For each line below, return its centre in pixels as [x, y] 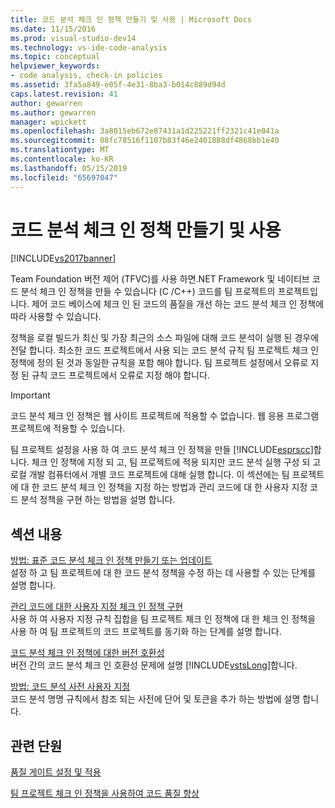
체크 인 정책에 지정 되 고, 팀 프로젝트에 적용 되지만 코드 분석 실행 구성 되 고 [176, 462]
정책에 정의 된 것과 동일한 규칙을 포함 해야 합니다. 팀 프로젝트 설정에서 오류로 [159, 363]
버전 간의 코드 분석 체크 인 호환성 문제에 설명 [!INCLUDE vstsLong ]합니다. [154, 665]
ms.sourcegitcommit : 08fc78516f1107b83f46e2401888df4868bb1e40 [145, 141]
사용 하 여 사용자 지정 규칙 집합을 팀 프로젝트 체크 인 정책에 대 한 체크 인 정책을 [163, 619]
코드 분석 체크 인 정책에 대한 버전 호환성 [87, 653]
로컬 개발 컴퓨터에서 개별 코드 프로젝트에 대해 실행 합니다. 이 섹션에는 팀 [150, 475]
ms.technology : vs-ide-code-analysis [89, 47]
